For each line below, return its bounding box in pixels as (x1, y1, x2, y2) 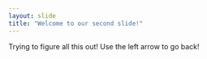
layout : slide (8, 11, 57, 20)
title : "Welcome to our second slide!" (8, 19, 144, 27)
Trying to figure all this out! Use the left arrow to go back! (8, 41, 201, 51)
